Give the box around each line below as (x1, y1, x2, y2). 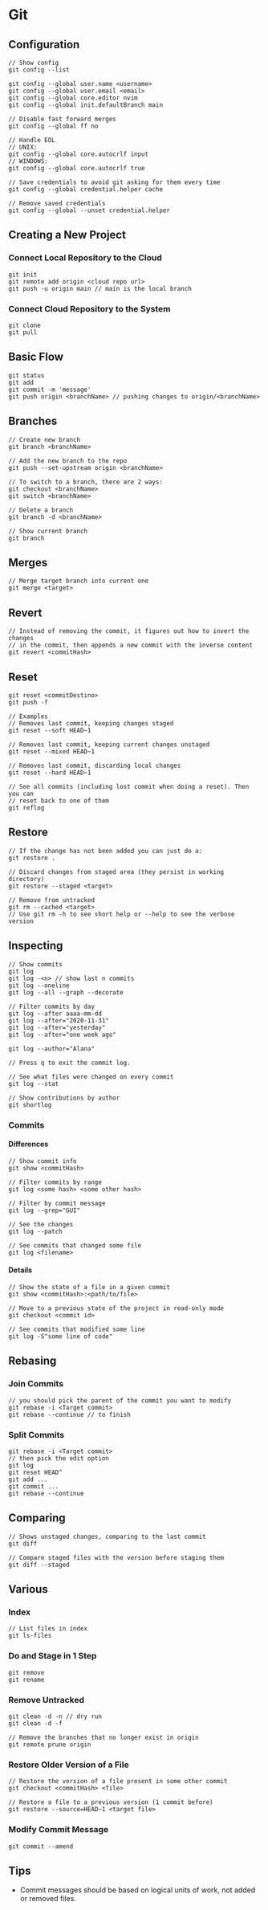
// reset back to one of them (8, 797, 110, 805)
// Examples (8, 712, 48, 720)
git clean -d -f (8, 1720, 63, 1728)
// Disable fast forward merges (8, 115, 116, 123)
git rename (8, 1675, 45, 1683)
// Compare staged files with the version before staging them (8, 1553, 225, 1561)
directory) (8, 875, 45, 883)
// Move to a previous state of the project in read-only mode (8, 1304, 225, 1312)
